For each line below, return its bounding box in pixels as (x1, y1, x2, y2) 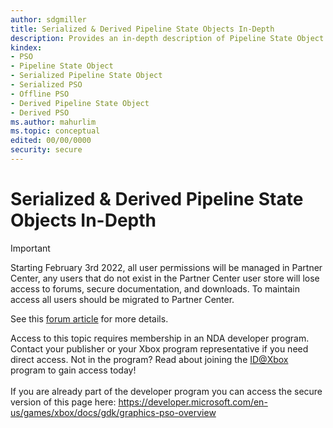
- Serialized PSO (10, 80, 83, 90)
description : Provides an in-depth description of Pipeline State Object (10, 33, 325, 43)
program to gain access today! (10, 364, 137, 376)
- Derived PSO (10, 107, 70, 118)
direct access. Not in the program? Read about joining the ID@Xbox (10, 353, 289, 365)
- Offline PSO (10, 89, 70, 99)
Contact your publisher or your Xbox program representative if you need (10, 342, 309, 355)
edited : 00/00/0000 (10, 136, 92, 146)
